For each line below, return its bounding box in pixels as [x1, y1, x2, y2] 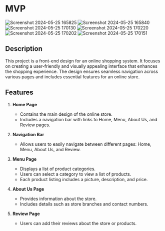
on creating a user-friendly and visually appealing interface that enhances [5, 63, 157, 69]
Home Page [12, 101, 37, 107]
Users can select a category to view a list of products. [19, 171, 131, 177]
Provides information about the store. [19, 196, 97, 202]
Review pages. [19, 122, 50, 128]
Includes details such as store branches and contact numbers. [19, 201, 148, 207]
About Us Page [12, 186, 44, 192]
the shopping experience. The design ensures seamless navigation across [5, 68, 158, 74]
